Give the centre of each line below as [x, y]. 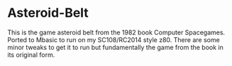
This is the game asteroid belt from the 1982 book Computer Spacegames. [116, 32]
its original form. [31, 55]
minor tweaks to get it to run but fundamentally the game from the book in [115, 47]
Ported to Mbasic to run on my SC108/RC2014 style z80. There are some [114, 39]
